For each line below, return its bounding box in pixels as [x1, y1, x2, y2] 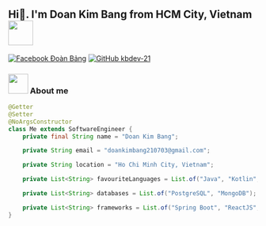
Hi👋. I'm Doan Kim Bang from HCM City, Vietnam [8, 8, 253, 21]
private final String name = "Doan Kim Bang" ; [22, 132, 179, 141]
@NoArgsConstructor [8, 118, 73, 126]
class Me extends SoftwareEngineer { [8, 125, 133, 133]
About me [29, 85, 69, 96]
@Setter [8, 110, 34, 119]
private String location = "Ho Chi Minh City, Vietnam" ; [22, 161, 215, 169]
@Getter [8, 104, 34, 111]
